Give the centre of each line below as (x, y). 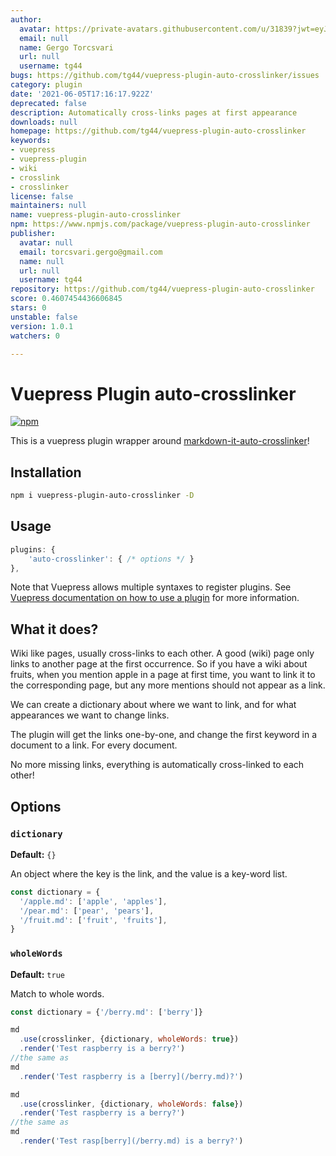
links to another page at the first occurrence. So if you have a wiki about (159, 664)
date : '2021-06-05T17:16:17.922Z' (82, 94)
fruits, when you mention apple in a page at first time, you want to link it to (163, 675)
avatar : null (46, 242)
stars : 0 (28, 308)
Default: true (37, 974)
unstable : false (44, 317)
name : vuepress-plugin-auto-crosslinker (96, 215)
